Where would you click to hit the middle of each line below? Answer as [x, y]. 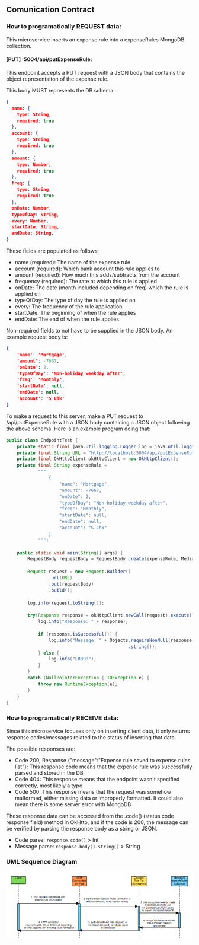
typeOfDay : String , [36, 215]
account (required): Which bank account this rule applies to [87, 269]
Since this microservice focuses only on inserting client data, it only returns [98, 731]
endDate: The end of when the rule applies [67, 319]
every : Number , [30, 221]
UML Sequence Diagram [42, 861]
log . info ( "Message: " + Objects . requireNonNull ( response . [121, 640]
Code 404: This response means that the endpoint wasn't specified [97, 779]
